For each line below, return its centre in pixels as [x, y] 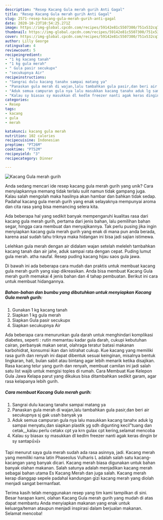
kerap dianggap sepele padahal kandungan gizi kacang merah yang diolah [80, 478]
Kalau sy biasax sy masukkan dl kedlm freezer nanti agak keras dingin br [85, 435]
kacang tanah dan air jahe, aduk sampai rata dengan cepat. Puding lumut [78, 251]
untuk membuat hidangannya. [35, 281]
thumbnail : [16, 32]
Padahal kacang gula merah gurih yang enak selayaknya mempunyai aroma [81, 201]
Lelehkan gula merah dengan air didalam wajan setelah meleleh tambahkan [80, 246]
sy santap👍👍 [26, 441]
